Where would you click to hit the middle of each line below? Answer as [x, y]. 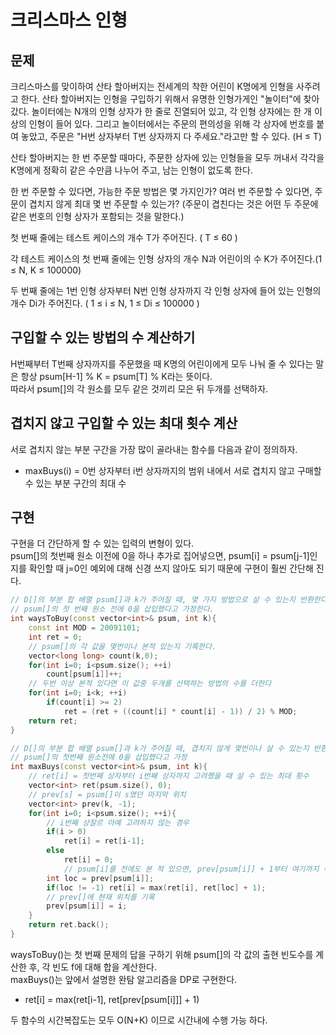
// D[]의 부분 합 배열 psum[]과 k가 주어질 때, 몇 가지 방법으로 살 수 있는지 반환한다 [169, 600]
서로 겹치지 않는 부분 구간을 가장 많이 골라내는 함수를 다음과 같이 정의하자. [154, 449]
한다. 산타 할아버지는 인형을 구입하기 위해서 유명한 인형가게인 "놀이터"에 [161, 99]
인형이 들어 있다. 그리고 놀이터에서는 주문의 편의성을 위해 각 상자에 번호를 [171, 124]
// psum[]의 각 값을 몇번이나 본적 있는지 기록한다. [122, 646]
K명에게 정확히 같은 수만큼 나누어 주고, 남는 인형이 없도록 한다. [131, 170]
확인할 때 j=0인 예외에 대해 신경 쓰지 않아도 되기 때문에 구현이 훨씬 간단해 [171, 568]
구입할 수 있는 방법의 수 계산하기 [103, 337]
